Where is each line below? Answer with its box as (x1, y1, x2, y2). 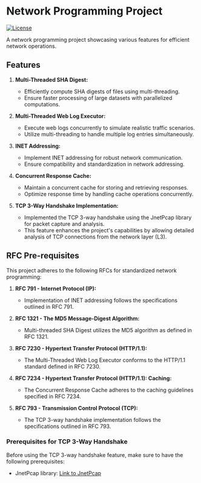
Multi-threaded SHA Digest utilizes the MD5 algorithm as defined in (24, 326, 193, 333)
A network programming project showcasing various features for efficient (6, 36, 189, 43)
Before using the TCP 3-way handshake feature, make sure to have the (6, 451, 183, 458)
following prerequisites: (6, 458, 65, 465)
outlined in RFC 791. (24, 303, 74, 310)
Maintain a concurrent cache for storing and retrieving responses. (24, 183, 189, 191)
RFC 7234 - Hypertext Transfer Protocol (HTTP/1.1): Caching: (15, 374, 172, 382)
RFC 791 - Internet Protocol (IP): (15, 284, 97, 292)
